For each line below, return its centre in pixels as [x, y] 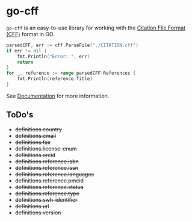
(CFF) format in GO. [31, 34]
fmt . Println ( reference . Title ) [55, 79]
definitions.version [38, 213]
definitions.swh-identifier [46, 199]
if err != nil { [26, 51]
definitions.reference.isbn [47, 161]
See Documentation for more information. [58, 96]
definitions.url [32, 206]
